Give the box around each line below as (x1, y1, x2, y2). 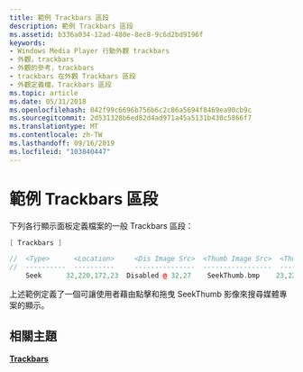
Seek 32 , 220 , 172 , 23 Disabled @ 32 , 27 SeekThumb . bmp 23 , (25, 271, 289, 280)
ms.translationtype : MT (9, 122, 99, 132)
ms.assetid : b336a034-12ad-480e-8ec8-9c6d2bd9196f (9, 30, 204, 39)
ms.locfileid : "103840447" (9, 147, 111, 156)
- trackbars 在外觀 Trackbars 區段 (9, 72, 137, 81)
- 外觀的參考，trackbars (9, 64, 95, 73)
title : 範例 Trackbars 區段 (9, 13, 110, 23)
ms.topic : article (9, 88, 78, 97)
